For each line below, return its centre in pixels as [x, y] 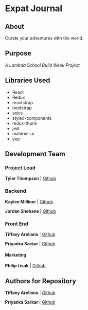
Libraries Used [27, 81]
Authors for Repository [41, 281]
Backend [16, 191]
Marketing [16, 255]
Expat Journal [34, 9]
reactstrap [22, 102]
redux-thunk [25, 123]
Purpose [18, 53]
